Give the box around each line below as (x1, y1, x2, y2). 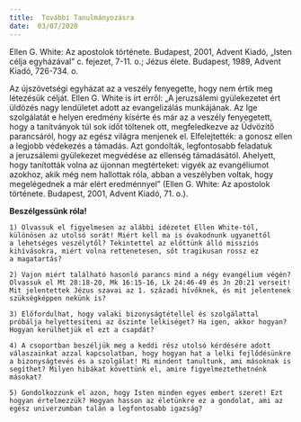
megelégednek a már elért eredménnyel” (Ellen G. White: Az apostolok (9, 178, 270, 189)
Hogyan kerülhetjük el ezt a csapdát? (9, 325, 155, 334)
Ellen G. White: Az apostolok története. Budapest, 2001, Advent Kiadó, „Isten (9, 46, 292, 57)
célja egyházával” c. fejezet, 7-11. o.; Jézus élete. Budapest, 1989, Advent (9, 56, 281, 67)
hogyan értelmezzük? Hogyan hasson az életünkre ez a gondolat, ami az (9, 396, 283, 405)
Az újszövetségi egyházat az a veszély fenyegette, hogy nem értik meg (9, 83, 273, 94)
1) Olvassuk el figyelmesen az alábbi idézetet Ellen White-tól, (9, 222, 259, 232)
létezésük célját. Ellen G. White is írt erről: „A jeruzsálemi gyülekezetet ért (9, 92, 281, 103)
